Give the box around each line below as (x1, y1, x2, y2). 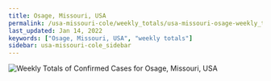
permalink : (8, 19, 45, 27)
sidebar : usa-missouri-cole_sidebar (8, 42, 131, 50)
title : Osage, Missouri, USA (8, 11, 106, 20)
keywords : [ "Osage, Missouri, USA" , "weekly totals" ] (8, 34, 194, 43)
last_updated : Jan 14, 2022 (8, 26, 103, 34)
